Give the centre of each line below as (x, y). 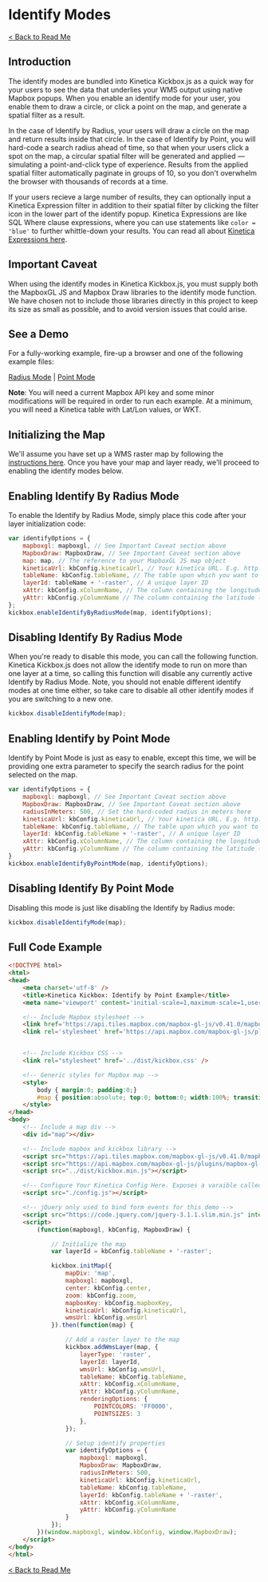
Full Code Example (55, 947)
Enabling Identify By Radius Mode (94, 496)
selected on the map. (43, 775)
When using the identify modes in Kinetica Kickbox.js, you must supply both (133, 283)
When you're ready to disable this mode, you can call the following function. (133, 657)
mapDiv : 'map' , (90, 1274)
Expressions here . (38, 239)
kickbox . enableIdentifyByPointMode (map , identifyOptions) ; (108, 864)
